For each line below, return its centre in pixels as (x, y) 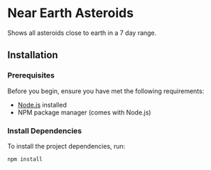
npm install (25, 159)
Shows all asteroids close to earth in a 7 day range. (82, 33)
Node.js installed (42, 105)
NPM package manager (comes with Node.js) (84, 112)
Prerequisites (31, 75)
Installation (33, 55)
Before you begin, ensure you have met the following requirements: (106, 91)
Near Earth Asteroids (70, 13)
